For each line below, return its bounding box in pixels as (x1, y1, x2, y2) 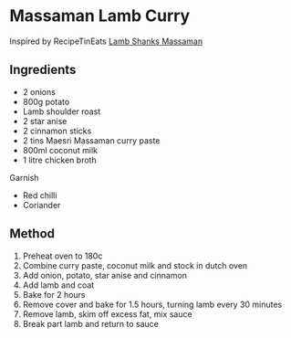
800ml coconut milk (22, 144, 99, 155)
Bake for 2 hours (22, 289, 86, 300)
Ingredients (9, 62, 77, 78)
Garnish (9, 172, 39, 183)
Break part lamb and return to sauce (22, 318, 160, 329)
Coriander (22, 199, 61, 210)
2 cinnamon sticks (22, 125, 92, 136)
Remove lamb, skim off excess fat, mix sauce (22, 308, 193, 320)
